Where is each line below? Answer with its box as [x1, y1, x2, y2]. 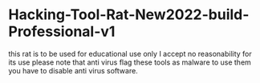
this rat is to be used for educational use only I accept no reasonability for [8, 49, 253, 58]
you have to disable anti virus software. [8, 65, 138, 75]
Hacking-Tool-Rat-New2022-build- [8, 6, 250, 24]
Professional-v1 [8, 22, 116, 41]
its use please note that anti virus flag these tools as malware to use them [8, 57, 251, 67]
